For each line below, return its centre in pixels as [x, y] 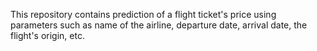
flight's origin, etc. [47, 35]
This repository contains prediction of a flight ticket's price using [143, 14]
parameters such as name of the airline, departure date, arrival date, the [159, 25]
